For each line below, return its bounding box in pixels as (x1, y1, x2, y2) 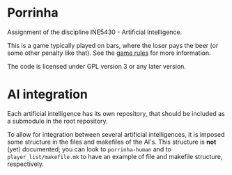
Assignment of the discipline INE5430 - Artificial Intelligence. (7, 28, 183, 36)
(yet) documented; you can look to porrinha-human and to (7, 144, 172, 153)
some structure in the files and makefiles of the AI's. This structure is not (7, 137, 217, 146)
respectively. (7, 160, 44, 168)
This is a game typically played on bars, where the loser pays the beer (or (7, 41, 219, 49)
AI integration (7, 87, 88, 102)
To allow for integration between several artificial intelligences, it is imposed (7, 130, 225, 138)
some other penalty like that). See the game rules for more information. (7, 49, 211, 57)
